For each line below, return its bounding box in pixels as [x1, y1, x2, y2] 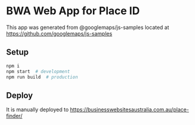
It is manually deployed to [6, 106, 69, 113]
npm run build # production [6, 74, 78, 80]
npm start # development [6, 68, 70, 75]
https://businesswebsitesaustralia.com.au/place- [70, 106, 190, 113]
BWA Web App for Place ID [6, 4, 140, 18]
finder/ [6, 113, 23, 120]
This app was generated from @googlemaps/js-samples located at [6, 24, 170, 31]
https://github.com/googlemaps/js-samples [6, 30, 113, 37]
